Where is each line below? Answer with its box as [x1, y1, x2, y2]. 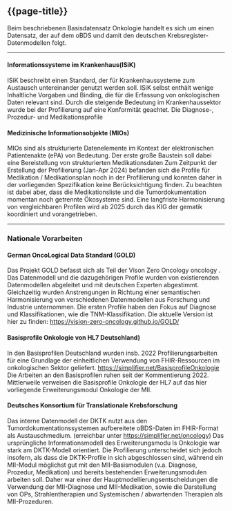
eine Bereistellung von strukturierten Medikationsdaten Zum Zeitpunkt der [7, 159, 217, 167]
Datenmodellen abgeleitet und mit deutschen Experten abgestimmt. [7, 281, 200, 289]
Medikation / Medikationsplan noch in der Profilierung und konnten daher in [7, 173, 222, 182]
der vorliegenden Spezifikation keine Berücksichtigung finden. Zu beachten [7, 181, 222, 189]
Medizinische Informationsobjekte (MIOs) [7, 128, 130, 137]
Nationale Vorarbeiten [7, 234, 83, 244]
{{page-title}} [7, 6, 68, 17]
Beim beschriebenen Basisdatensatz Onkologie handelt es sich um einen [7, 23, 214, 32]
